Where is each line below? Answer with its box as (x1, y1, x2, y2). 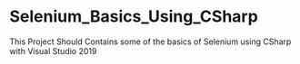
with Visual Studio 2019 (9, 45, 97, 56)
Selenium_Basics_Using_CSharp (9, 6, 259, 27)
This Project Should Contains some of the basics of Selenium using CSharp (9, 36, 292, 47)
